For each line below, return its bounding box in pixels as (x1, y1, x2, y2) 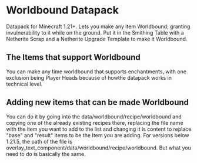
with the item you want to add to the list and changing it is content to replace (6, 125, 192, 133)
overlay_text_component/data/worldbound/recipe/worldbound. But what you (6, 144, 191, 151)
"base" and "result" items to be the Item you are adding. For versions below (6, 131, 189, 138)
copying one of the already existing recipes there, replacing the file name (6, 119, 183, 126)
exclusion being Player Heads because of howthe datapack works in (6, 74, 172, 81)
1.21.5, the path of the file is (6, 138, 72, 145)
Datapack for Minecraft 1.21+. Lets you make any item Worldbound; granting (6, 23, 191, 30)
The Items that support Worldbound (6, 52, 141, 62)
